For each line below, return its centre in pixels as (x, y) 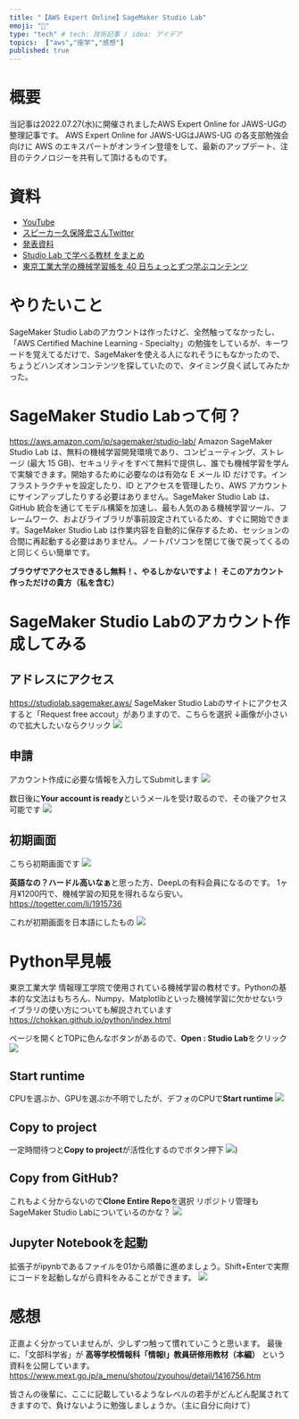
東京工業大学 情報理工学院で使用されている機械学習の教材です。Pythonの (144, 988)
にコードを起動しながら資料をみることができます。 (103, 1277)
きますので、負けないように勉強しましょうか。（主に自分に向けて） (132, 1405)
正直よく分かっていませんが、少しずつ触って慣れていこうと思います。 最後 (146, 1343)
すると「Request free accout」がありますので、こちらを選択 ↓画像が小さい (149, 714)
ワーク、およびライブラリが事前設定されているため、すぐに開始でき (157, 519)
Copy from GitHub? (64, 1178)
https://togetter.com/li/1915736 (66, 903)
